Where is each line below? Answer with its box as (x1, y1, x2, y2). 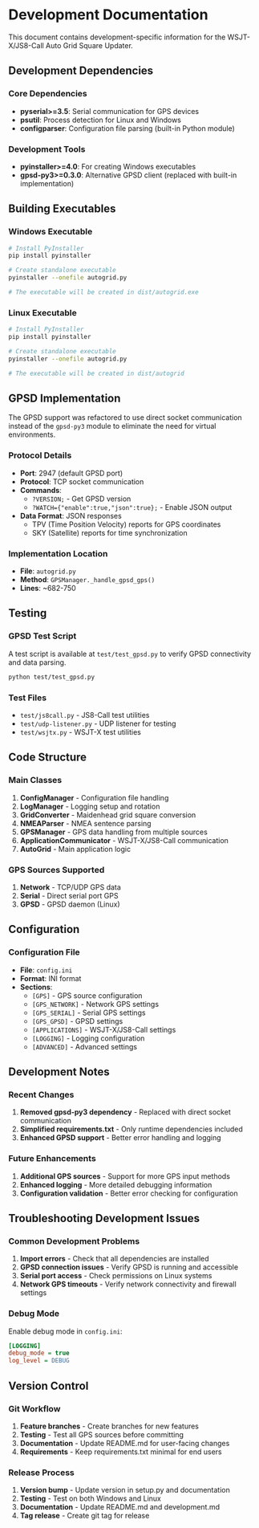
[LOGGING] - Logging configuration (31, 1033, 145, 1043)
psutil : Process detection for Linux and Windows (19, 115, 182, 124)
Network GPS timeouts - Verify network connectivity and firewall (19, 1279, 237, 1290)
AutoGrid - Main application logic (19, 844, 131, 854)
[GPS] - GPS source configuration (31, 990, 143, 1000)
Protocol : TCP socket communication (19, 476, 144, 487)
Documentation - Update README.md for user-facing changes (19, 1438, 230, 1448)
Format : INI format (19, 973, 82, 983)
